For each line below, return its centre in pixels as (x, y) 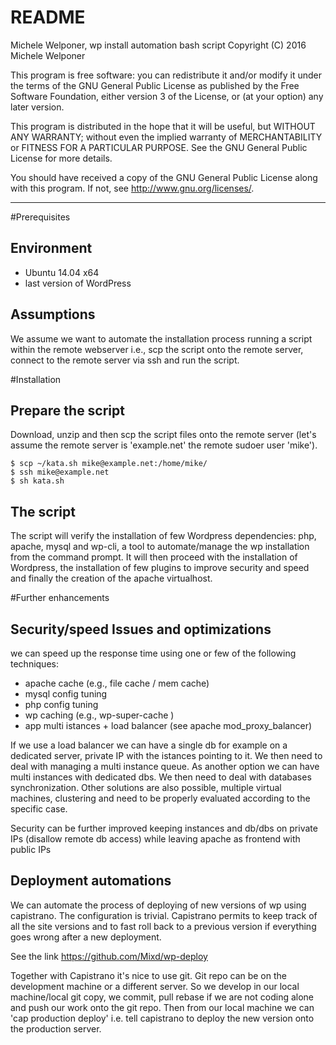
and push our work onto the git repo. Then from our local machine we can (162, 1007)
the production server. (56, 1028)
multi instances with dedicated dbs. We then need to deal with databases (161, 777)
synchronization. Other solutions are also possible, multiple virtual (146, 787)
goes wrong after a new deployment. (86, 937)
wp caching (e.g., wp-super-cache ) (99, 715)
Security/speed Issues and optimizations (141, 629)
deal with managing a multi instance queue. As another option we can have (165, 766)
